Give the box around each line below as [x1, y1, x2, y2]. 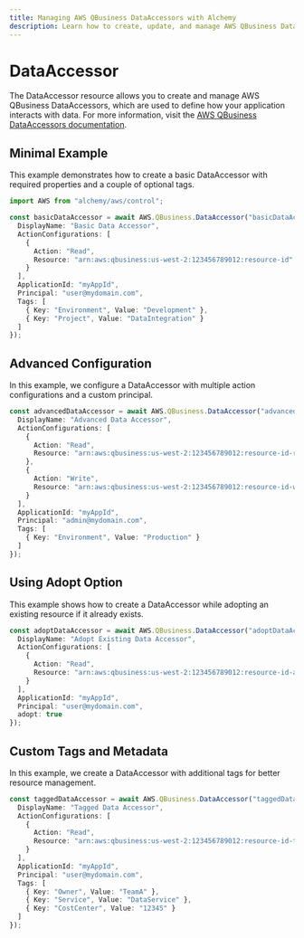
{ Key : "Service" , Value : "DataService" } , [25, 895, 193, 905]
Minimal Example [9, 146, 109, 161]
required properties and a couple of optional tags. [9, 179, 195, 190]
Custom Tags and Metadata [9, 744, 169, 759]
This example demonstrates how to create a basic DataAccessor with [9, 169, 269, 181]
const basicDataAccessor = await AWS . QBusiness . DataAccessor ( [9, 213, 249, 223]
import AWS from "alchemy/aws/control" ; [9, 196, 165, 206]
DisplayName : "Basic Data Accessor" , [17, 222, 160, 231]
